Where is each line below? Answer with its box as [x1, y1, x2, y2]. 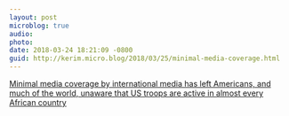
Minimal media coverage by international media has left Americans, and [9, 79, 271, 89]
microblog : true [9, 21, 69, 30]
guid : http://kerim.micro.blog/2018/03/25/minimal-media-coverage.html [9, 54, 280, 63]
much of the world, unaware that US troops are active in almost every [9, 88, 264, 98]
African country [9, 97, 67, 107]
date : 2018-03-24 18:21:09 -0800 [9, 46, 133, 55]
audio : [9, 29, 34, 38]
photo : [9, 37, 34, 47]
